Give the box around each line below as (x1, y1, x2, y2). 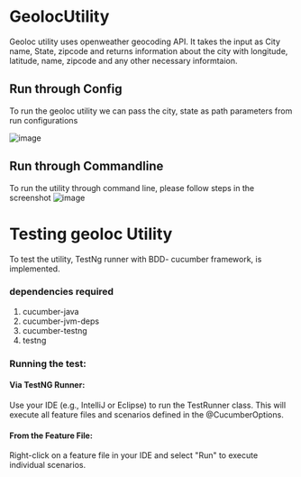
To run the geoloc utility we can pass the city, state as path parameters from (9, 105, 293, 116)
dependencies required (9, 286, 114, 298)
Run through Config (9, 81, 123, 96)
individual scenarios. (9, 460, 87, 471)
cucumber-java (22, 306, 79, 316)
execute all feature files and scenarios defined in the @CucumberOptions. (9, 408, 284, 420)
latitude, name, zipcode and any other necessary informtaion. (9, 55, 238, 66)
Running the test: (9, 357, 87, 370)
